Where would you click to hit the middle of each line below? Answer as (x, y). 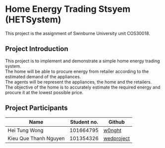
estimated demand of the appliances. (43, 76)
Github (116, 122)
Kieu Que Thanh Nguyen (36, 138)
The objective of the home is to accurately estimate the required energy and (83, 87)
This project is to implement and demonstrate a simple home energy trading (82, 61)
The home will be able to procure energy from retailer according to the (77, 71)
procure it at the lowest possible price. (44, 92)
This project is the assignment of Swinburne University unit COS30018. (78, 33)
